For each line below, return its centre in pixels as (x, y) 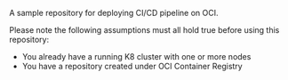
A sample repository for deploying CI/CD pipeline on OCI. (114, 13)
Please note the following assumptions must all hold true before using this (144, 30)
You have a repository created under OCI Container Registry (132, 66)
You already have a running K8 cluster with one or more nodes (136, 56)
